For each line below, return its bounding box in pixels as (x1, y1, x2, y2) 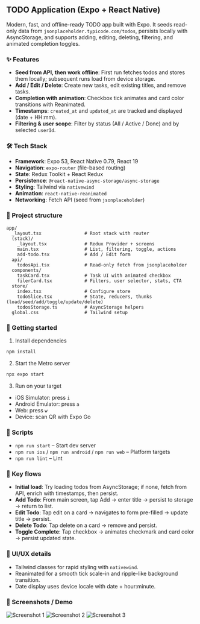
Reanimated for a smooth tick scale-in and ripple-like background (14, 570, 178, 577)
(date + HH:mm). (14, 114, 57, 121)
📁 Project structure (6, 211, 63, 219)
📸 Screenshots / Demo (6, 597, 73, 606)
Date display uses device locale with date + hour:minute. (14, 582, 156, 590)
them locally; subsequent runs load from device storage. (14, 75, 155, 83)
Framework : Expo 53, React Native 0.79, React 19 (14, 158, 139, 165)
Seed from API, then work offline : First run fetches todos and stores (14, 69, 186, 76)
